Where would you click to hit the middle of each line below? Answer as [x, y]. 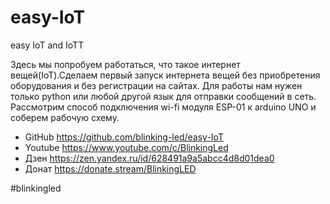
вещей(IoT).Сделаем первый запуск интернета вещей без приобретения [165, 75]
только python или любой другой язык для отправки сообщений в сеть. [163, 96]
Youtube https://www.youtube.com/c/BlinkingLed [126, 147]
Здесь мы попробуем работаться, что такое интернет [125, 64]
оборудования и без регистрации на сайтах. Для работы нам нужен [156, 85]
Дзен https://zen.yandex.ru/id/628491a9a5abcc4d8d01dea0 [149, 158]
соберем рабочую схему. [65, 117]
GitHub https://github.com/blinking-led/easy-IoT [124, 137]
